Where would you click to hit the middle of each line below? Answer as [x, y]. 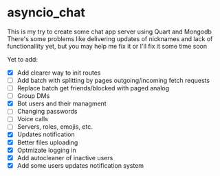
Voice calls [32, 119]
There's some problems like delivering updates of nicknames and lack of [110, 38]
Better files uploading [47, 142]
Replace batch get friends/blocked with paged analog [93, 88]
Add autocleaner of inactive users [65, 158]
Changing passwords [47, 112]
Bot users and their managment [62, 103]
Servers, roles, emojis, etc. [55, 127]
